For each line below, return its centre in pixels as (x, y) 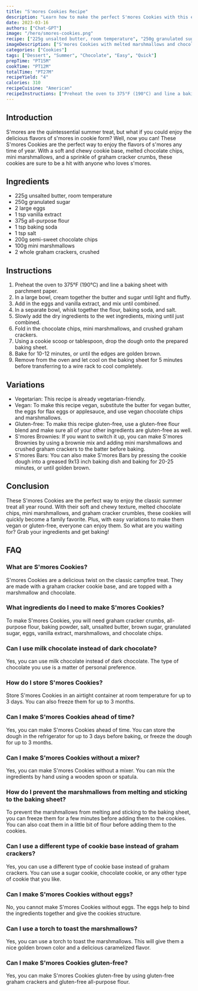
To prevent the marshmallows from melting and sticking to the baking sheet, (98, 812)
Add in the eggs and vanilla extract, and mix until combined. (87, 303)
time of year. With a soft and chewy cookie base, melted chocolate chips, (95, 150)
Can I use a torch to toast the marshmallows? (72, 929)
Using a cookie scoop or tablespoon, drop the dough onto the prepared (101, 341)
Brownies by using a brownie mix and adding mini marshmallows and (98, 443)
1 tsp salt (25, 233)
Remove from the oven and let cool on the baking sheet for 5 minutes (98, 360)
